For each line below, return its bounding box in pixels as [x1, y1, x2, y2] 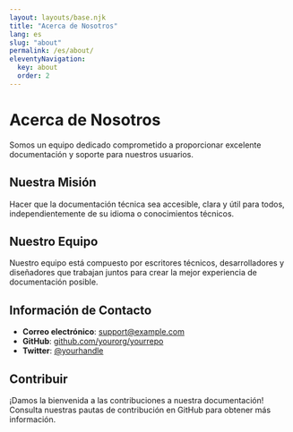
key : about [17, 64, 58, 72]
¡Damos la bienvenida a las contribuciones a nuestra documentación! [9, 394, 264, 405]
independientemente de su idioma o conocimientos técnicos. [9, 208, 235, 219]
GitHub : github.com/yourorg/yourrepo [22, 336, 164, 347]
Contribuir [9, 371, 69, 386]
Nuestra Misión [9, 175, 97, 191]
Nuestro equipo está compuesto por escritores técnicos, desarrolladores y [9, 258, 285, 268]
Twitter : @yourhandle [22, 345, 104, 356]
